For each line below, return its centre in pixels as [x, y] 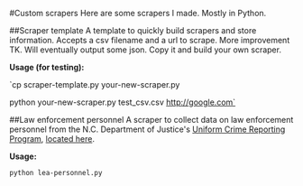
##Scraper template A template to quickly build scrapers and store [133, 30]
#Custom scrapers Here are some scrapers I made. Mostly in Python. [138, 13]
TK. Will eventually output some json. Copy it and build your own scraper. [146, 50]
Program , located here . [52, 139]
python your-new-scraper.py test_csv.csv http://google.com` [123, 102]
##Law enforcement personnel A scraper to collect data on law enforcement [151, 120]
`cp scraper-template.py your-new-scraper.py [95, 84]
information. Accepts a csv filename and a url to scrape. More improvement [150, 40]
